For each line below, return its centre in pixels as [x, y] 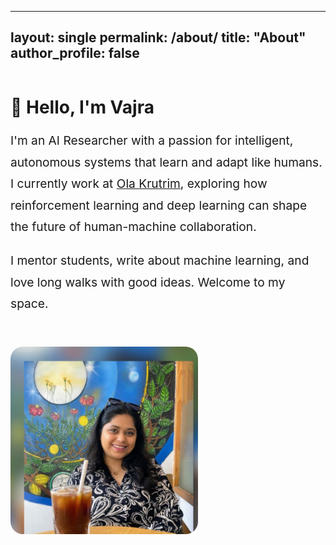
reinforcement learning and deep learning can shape [159, 205]
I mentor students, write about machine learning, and [160, 260]
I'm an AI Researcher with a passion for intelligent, [152, 140]
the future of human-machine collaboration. [133, 227]
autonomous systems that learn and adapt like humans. [166, 162]
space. [29, 304]
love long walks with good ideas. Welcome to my [148, 282]
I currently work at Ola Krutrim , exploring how [139, 184]
